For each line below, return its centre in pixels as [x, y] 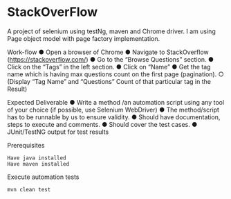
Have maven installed [38, 164]
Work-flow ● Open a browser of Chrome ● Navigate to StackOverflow [108, 52]
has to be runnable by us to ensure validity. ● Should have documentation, [114, 117]
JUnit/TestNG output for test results [58, 132]
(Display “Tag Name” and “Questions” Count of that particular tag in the [109, 81]
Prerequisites [26, 145]
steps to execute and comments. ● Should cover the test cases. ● [102, 124]
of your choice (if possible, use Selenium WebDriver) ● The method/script [113, 110]
